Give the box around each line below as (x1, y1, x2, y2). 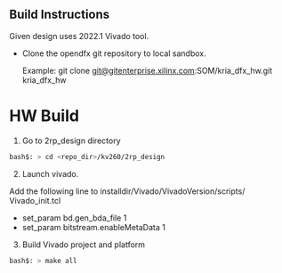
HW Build (9, 106, 80, 125)
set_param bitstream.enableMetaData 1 (21, 221, 166, 232)
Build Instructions (9, 7, 110, 22)
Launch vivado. (21, 168, 79, 179)
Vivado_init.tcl (9, 195, 61, 205)
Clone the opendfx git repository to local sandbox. (21, 48, 206, 59)
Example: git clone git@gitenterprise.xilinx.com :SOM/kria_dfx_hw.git (21, 65, 273, 76)
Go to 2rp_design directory (21, 135, 121, 146)
